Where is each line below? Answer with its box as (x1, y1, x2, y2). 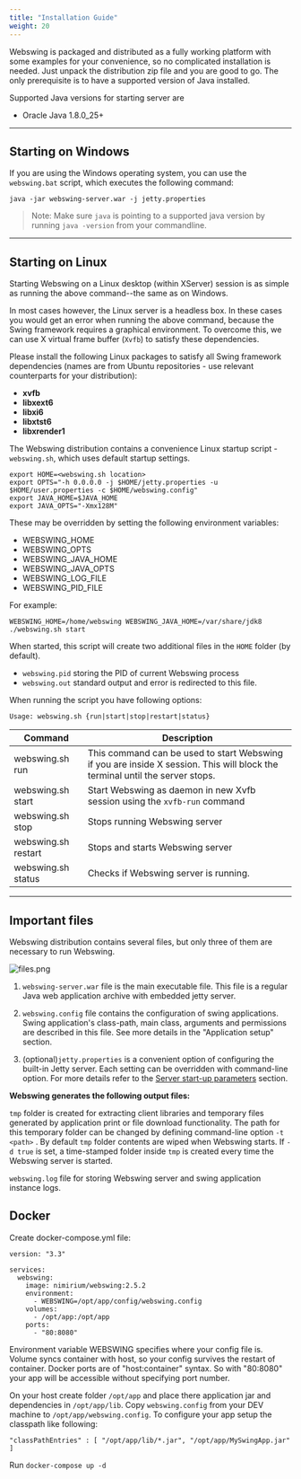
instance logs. (9, 1182, 61, 1193)
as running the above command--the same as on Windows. (9, 288, 228, 299)
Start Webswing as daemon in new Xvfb (87, 784, 256, 797)
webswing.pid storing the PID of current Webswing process (21, 668, 240, 679)
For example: (9, 600, 58, 611)
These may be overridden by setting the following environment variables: (9, 517, 279, 528)
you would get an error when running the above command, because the (9, 315, 275, 326)
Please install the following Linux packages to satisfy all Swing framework (9, 351, 282, 362)
